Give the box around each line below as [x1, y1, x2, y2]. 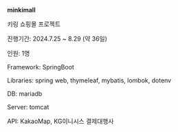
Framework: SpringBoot [7, 63, 74, 71]
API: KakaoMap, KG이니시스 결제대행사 [7, 117, 114, 125]
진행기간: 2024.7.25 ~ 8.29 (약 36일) [7, 34, 108, 43]
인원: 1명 [7, 49, 30, 57]
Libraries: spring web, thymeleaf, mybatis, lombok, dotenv [7, 76, 172, 85]
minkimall [7, 6, 36, 14]
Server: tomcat [7, 103, 49, 111]
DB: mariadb [7, 89, 43, 98]
